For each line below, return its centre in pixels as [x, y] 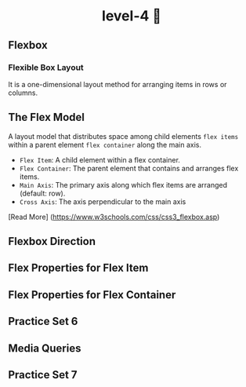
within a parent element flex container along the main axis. [105, 144]
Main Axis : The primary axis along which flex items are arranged [123, 184]
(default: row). [42, 193]
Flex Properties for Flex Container [92, 295]
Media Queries [45, 348]
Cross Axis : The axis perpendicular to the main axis [103, 201]
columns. [23, 93]
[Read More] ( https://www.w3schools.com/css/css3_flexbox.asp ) [114, 217]
